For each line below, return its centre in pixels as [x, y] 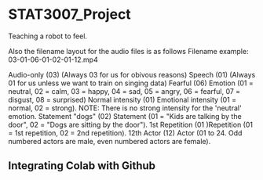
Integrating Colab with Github [82, 166]
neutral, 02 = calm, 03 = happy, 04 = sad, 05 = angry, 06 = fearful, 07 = [124, 91]
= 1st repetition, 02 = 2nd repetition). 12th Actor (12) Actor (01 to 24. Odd [125, 133]
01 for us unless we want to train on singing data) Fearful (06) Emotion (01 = [131, 83]
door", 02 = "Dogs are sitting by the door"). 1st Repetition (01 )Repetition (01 [131, 124]
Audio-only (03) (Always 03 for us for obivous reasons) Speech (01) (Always [132, 74]
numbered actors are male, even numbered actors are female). [110, 141]
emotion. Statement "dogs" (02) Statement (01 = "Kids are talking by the [125, 116]
